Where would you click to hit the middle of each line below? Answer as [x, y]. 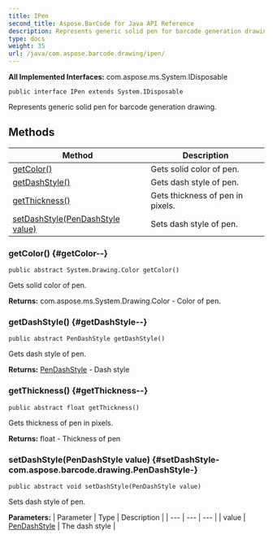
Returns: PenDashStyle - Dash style [69, 370]
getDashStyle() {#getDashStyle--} [78, 322]
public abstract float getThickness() [74, 407]
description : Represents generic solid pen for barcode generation [125, 31]
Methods [32, 132]
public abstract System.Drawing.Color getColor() [94, 270]
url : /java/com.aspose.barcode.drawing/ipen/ [87, 54]
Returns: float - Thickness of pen [65, 438]
